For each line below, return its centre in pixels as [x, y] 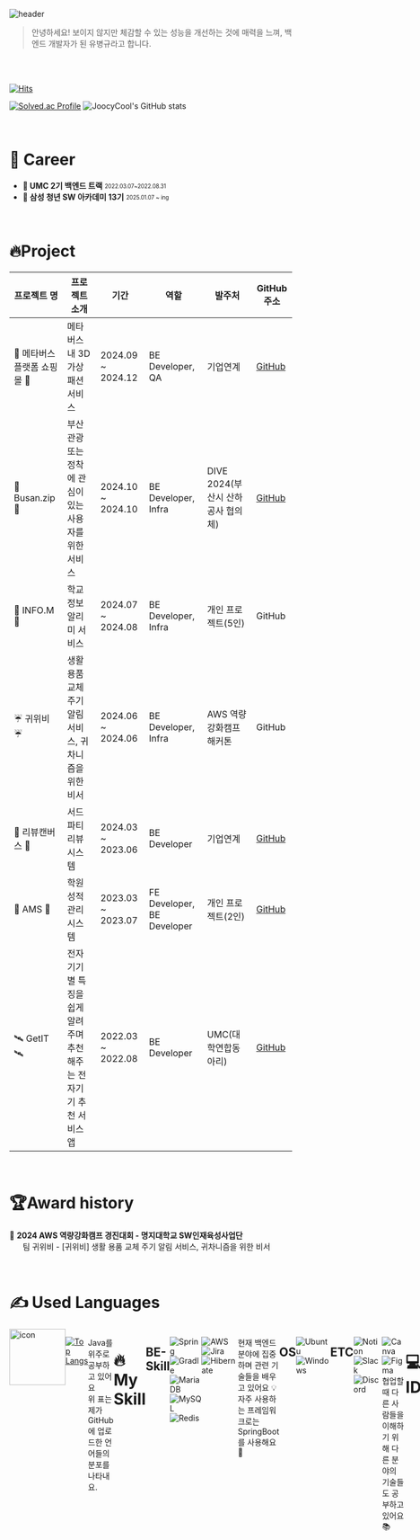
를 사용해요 [257, 1442]
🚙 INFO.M [34, 610]
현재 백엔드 [257, 1342]
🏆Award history [72, 1203]
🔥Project [43, 251]
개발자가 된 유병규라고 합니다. [100, 44]
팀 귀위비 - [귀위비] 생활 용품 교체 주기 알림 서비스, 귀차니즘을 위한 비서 [146, 1246]
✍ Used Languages [85, 1303]
